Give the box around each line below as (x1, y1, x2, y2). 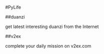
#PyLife (5, 4, 21, 10)
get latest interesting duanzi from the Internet (5, 23, 99, 29)
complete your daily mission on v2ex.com (5, 43, 91, 49)
